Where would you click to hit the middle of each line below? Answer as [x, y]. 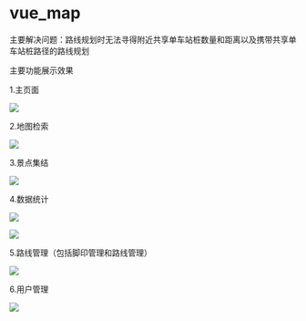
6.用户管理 [29, 289]
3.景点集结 [29, 162]
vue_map [45, 13]
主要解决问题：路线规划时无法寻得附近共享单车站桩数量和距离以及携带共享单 [153, 39]
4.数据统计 [29, 199]
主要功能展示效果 [41, 70]
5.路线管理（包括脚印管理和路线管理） [81, 253]
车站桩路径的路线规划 [49, 51]
